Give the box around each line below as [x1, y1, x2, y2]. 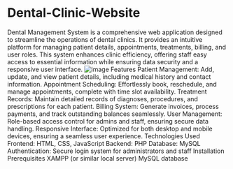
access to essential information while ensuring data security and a [7, 57, 199, 66]
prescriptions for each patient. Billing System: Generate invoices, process [7, 102, 219, 110]
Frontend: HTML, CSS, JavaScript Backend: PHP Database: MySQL [7, 139, 201, 147]
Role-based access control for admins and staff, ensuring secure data [7, 117, 209, 125]
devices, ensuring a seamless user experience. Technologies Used [7, 131, 201, 140]
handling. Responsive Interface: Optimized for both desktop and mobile [7, 124, 213, 133]
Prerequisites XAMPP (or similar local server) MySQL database [7, 154, 188, 162]
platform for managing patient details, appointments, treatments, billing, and [7, 43, 226, 51]
